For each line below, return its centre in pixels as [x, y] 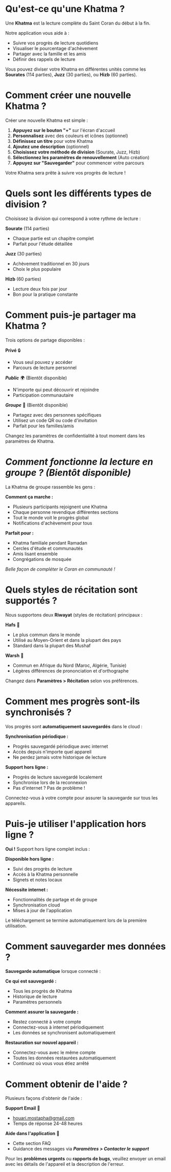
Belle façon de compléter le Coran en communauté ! [60, 569]
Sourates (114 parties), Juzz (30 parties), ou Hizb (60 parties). [71, 74]
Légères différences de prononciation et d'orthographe [71, 670]
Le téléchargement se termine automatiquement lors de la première [76, 920]
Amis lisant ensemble [35, 554]
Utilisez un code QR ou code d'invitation [55, 420]
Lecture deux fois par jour [40, 289]
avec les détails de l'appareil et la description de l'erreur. [65, 1164]
